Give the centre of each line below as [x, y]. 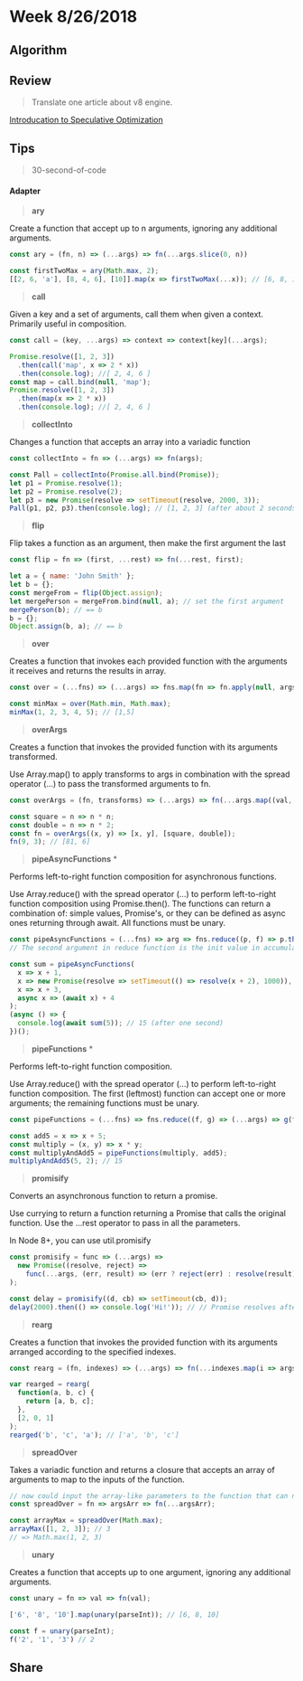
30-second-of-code [69, 170]
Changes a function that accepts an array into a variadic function [130, 442]
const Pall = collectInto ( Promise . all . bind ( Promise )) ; [115, 475]
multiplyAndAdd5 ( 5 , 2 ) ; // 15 [66, 1161]
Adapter [25, 191]
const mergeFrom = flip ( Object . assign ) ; [87, 593]
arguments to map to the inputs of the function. [97, 1479]
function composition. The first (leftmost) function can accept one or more [147, 1093]
